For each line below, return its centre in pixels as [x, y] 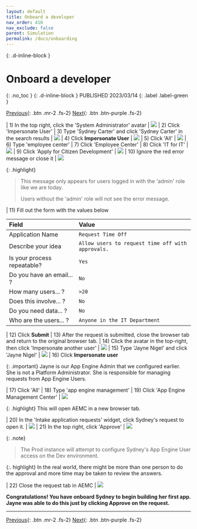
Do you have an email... [41, 274]
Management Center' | [33, 397]
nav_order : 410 [25, 22]
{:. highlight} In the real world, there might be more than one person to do [95, 467]
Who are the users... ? [39, 320]
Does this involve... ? [37, 301]
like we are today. [42, 187]
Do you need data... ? [38, 310]
